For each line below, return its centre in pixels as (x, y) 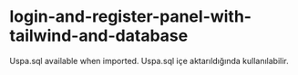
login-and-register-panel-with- (131, 17)
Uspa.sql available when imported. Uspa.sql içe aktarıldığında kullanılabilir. (149, 61)
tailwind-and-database (99, 36)
